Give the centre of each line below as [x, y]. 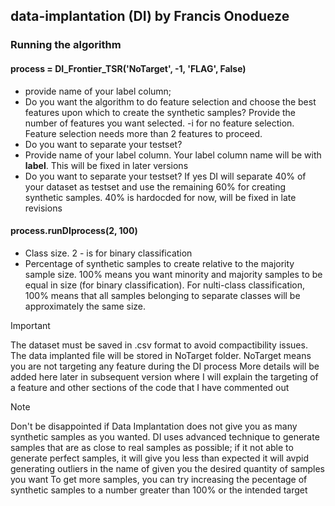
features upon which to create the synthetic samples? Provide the [160, 112]
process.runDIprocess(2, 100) [74, 231]
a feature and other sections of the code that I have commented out [150, 387]
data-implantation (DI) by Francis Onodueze [150, 16]
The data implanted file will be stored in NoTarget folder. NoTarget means [161, 355]
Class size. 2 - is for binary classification [108, 253]
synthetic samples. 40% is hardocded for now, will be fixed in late [160, 197]
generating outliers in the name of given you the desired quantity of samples [167, 468]
